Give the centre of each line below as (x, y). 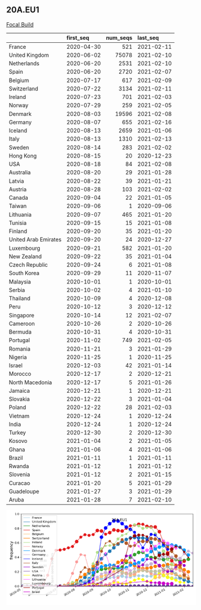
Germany (20, 122)
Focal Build (20, 24)
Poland (17, 407)
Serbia (17, 290)
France (17, 46)
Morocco (20, 374)
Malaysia (20, 281)
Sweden (19, 147)
